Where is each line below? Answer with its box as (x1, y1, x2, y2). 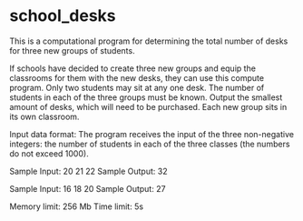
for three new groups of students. (9, 45, 135, 55)
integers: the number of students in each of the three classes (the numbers (9, 138, 290, 149)
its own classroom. (9, 111, 80, 122)
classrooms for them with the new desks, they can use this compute (9, 72, 265, 83)
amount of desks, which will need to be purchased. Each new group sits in (9, 101, 288, 112)
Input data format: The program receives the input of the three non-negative (9, 128, 295, 139)
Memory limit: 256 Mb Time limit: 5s (9, 201, 143, 212)
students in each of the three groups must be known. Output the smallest (9, 92, 283, 103)
